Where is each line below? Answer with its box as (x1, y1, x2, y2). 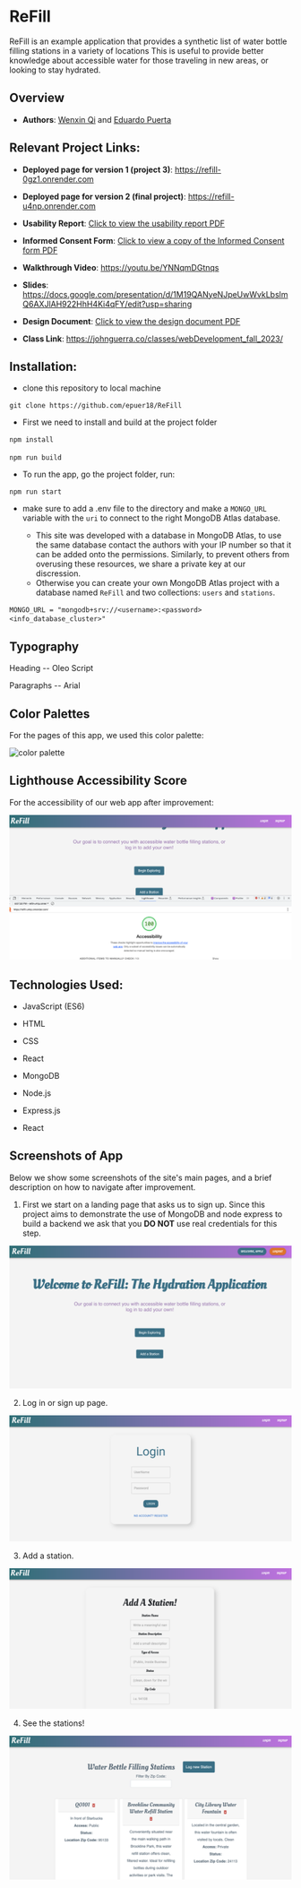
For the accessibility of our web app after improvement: (9, 797, 214, 807)
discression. (35, 568, 82, 579)
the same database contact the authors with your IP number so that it (35, 539, 292, 550)
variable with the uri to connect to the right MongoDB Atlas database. (21, 513, 280, 523)
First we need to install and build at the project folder (21, 417, 218, 427)
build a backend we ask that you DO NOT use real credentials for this (21, 1218, 278, 1228)
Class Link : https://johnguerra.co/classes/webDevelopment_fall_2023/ (21, 333, 284, 344)
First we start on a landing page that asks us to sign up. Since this (21, 1199, 266, 1210)
